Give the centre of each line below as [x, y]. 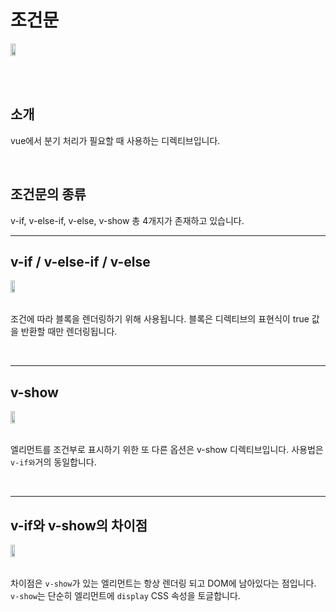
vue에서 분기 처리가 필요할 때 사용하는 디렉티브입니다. [115, 140]
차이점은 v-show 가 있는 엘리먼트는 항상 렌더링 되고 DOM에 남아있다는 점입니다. [163, 583]
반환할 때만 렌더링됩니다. [69, 332]
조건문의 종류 [48, 194]
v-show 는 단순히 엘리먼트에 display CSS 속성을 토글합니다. [125, 595]
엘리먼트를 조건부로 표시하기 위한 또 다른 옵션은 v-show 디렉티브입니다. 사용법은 [167, 450]
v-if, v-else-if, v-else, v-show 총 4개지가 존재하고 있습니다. [127, 220]
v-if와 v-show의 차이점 [79, 525]
